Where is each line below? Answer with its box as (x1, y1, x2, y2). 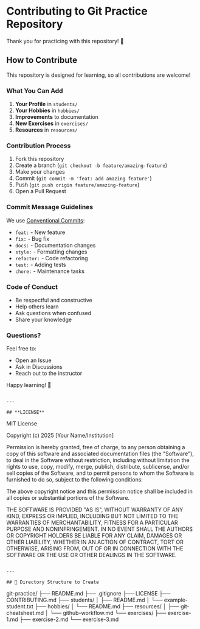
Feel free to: (6, 345, 36, 352)
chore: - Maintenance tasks (15, 267, 85, 275)
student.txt (6, 603, 33, 610)
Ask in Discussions (15, 363, 63, 371)
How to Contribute (6, 55, 78, 65)
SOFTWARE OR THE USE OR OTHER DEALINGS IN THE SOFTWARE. (6, 552, 177, 559)
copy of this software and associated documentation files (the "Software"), (6, 450, 195, 458)
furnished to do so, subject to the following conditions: (6, 476, 143, 483)
